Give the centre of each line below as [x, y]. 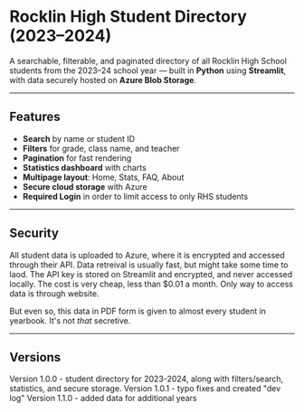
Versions [35, 357]
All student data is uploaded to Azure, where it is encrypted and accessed [147, 255]
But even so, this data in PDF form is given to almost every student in [138, 311]
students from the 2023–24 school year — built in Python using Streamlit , [148, 70]
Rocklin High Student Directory [128, 17]
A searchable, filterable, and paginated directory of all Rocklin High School [148, 61]
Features [35, 117]
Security [34, 234]
